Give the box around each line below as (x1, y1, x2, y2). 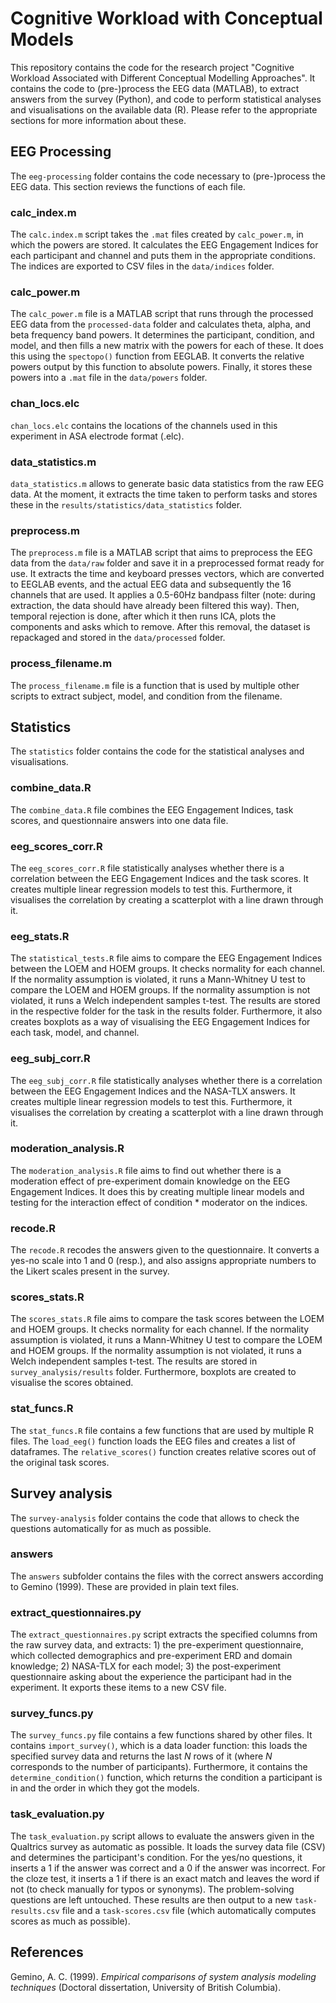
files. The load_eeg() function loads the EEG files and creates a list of (10, 1435, 296, 1447)
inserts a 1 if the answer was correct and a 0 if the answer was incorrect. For (10, 1862, 326, 1874)
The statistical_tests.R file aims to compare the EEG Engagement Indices (10, 952, 323, 964)
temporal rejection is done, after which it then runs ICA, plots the (10, 610, 277, 622)
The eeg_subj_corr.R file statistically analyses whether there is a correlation (10, 1074, 323, 1086)
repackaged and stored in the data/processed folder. (10, 632, 226, 644)
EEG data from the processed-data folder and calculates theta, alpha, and (10, 318, 312, 331)
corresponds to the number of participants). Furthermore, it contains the (10, 1761, 308, 1773)
